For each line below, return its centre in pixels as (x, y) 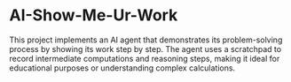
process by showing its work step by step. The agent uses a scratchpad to (145, 48)
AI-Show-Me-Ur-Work (94, 15)
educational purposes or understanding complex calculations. (122, 68)
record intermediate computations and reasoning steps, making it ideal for (145, 58)
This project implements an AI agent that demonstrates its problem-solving (146, 40)
